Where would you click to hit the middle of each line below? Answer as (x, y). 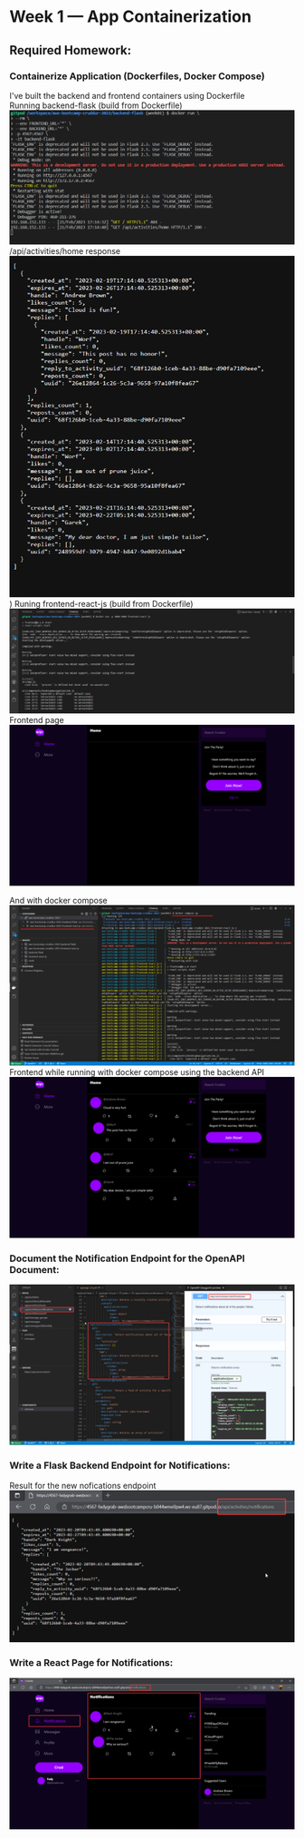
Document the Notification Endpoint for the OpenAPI (128, 1258)
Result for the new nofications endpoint (83, 1485)
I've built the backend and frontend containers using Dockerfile (127, 95)
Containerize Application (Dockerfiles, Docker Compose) (137, 76)
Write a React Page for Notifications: (91, 1663)
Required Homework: (71, 50)
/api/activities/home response (65, 250)
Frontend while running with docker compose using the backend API (137, 1072)
